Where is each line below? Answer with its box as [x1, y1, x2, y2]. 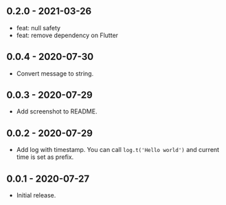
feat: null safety [16, 23, 61, 32]
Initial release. [16, 191, 56, 199]
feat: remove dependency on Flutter [16, 31, 118, 39]
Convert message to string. [16, 69, 94, 78]
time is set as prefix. [16, 153, 74, 161]
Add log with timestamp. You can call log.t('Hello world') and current [16, 146, 220, 154]
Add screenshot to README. [16, 107, 98, 116]
